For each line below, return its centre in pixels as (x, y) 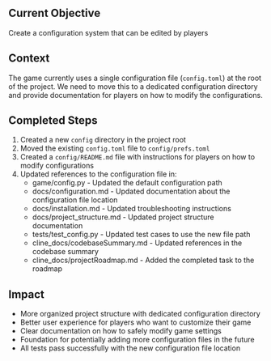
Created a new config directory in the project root (103, 140)
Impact (26, 294)
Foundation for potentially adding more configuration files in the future (137, 340)
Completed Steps (53, 121)
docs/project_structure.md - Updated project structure (123, 217)
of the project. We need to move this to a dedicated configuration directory (133, 86)
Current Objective (55, 13)
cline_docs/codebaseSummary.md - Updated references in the (137, 243)
